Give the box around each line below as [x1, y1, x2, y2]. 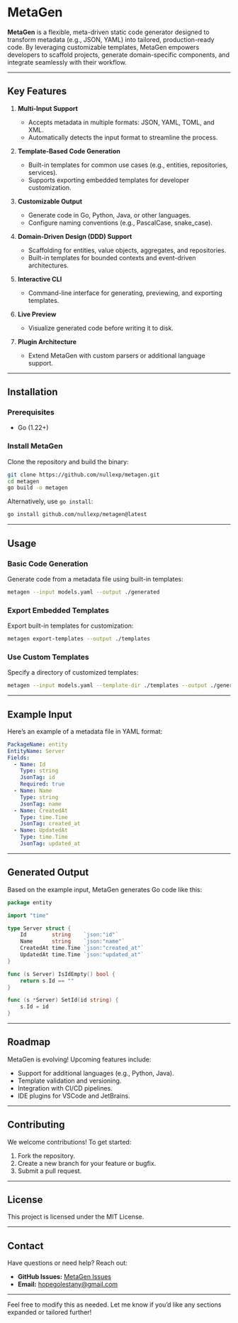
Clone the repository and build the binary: [7, 457, 129, 466]
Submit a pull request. [17, 1167, 82, 1175]
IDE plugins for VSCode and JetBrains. [17, 1091, 130, 1100]
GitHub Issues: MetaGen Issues [17, 1273, 112, 1281]
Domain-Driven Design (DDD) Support [17, 232, 132, 240]
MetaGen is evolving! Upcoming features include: [7, 1055, 152, 1064]
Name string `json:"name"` [20, 938, 125, 946]
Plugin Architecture [17, 337, 76, 346]
